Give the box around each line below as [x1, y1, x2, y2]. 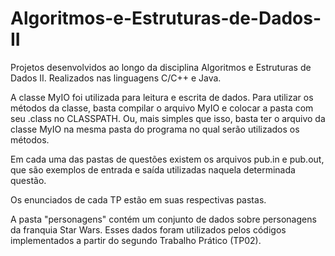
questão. [10, 174, 47, 186]
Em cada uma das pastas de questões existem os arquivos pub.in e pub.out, [10, 153, 325, 165]
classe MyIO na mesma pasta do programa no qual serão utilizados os [10, 123, 300, 135]
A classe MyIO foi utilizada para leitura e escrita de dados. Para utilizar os [10, 91, 314, 103]
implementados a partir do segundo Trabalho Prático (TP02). [10, 234, 262, 246]
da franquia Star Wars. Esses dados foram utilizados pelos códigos [10, 223, 287, 236]
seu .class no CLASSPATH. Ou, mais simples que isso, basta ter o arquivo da [10, 112, 326, 124]
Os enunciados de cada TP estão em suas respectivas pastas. [10, 193, 267, 206]
